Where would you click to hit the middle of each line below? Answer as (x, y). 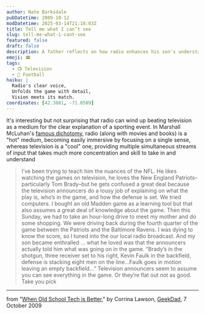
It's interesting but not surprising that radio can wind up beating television (99, 120)
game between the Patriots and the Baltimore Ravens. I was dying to (107, 229)
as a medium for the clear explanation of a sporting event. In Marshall (94, 126)
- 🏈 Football (28, 75)
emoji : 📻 (18, 57)
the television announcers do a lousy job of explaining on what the (105, 191)
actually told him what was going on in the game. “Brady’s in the (102, 249)
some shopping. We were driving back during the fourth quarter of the (110, 223)
